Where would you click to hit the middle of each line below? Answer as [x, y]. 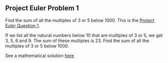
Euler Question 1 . [23, 25]
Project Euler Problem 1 [42, 8]
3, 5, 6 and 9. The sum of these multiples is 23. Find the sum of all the [77, 40]
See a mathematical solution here [40, 55]
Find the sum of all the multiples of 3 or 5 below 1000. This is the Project [80, 20]
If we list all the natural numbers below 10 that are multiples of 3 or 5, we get [84, 35]
